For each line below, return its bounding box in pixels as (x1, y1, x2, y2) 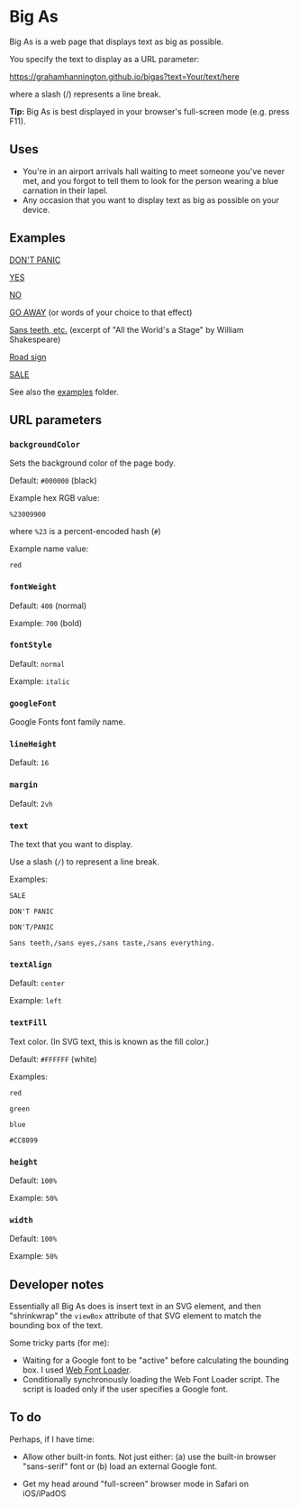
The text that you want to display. (9, 839, 133, 850)
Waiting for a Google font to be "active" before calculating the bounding (22, 1355, 290, 1366)
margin (9, 780, 39, 790)
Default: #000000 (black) (9, 476, 97, 486)
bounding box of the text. (9, 1320, 104, 1331)
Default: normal (9, 658, 66, 669)
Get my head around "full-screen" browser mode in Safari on (22, 1478, 249, 1489)
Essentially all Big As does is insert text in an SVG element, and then (9, 1301, 261, 1312)
